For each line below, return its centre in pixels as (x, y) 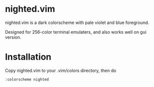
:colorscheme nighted (27, 79)
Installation (28, 57)
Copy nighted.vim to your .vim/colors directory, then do (61, 70)
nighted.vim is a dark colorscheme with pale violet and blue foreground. (77, 22)
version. (13, 37)
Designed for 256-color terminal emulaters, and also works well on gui (76, 32)
